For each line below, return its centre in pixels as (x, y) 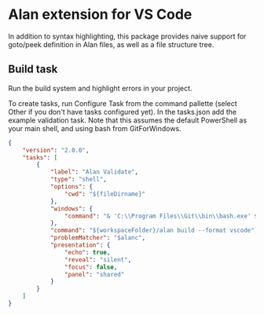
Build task (33, 70)
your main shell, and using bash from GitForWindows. (95, 128)
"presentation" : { (80, 245)
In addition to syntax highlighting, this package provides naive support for (127, 36)
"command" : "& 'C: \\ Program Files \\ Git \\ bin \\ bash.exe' (158, 216)
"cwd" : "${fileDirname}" (105, 194)
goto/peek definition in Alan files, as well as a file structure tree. (111, 44)
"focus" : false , (91, 267)
